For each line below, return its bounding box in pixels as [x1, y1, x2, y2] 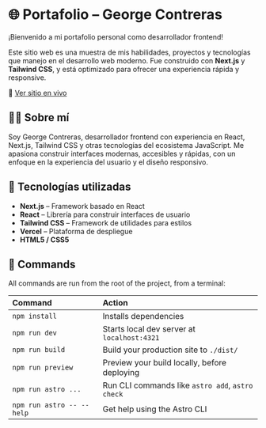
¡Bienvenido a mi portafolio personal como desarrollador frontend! [8, 32, 224, 41]
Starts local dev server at [102, 324, 196, 335]
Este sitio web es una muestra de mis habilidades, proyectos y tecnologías [8, 47, 251, 57]
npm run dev [12, 328, 58, 338]
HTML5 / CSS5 [19, 235, 70, 244]
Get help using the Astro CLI [102, 403, 207, 415]
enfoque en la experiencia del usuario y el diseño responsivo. [8, 157, 208, 167]
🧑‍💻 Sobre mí [8, 111, 70, 124]
